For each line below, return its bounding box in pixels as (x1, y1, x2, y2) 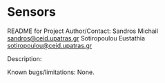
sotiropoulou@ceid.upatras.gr (7, 41, 93, 49)
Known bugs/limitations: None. (7, 68, 95, 76)
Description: (7, 54, 42, 62)
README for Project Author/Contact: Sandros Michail (7, 27, 159, 35)
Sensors (7, 4, 57, 20)
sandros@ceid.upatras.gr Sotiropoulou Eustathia (7, 34, 146, 42)
